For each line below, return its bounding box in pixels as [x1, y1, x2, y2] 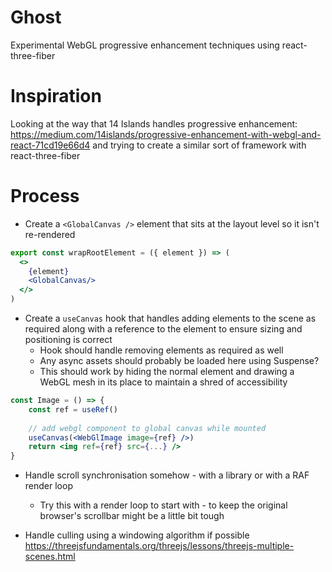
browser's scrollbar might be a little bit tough [39, 510, 225, 522]
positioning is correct [24, 334, 113, 346]
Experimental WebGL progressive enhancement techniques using [10, 39, 280, 51]
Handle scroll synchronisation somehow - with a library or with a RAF [24, 469, 310, 481]
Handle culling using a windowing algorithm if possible [24, 529, 250, 541]
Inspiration [10, 85, 102, 108]
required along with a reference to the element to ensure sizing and [24, 323, 303, 335]
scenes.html [24, 551, 76, 563]
